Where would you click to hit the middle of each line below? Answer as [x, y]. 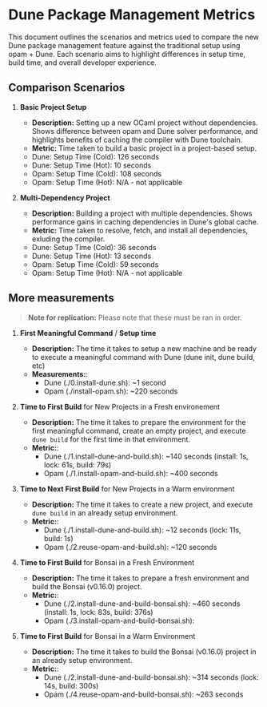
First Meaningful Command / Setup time [88, 333]
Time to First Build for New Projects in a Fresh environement [120, 406]
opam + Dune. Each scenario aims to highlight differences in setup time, [127, 54]
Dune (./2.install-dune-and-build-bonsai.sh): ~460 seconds [142, 604]
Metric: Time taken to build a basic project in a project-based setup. [144, 148]
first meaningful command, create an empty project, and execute [139, 430]
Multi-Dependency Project [65, 197]
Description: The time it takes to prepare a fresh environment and [140, 578]
